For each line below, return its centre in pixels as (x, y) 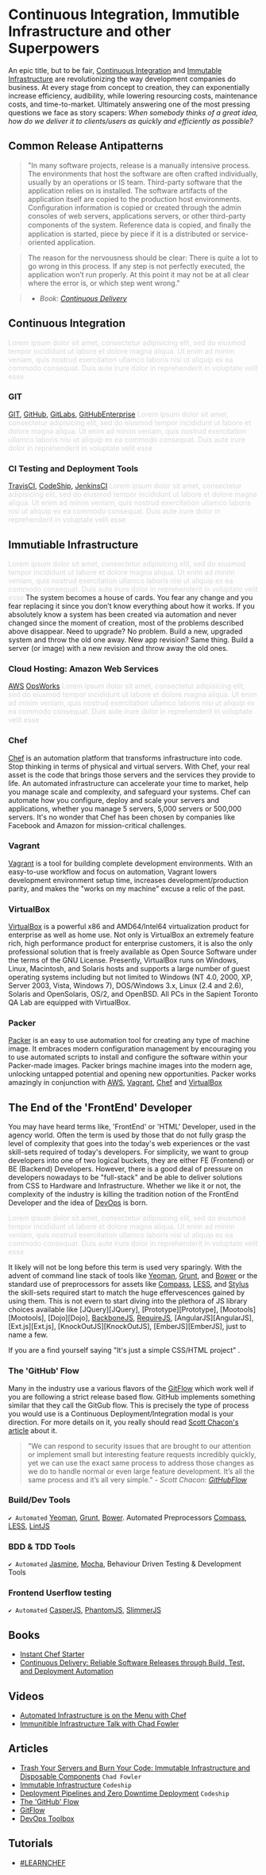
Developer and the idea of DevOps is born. (78, 1203)
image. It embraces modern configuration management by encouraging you (132, 1049)
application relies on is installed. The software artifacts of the (127, 190)
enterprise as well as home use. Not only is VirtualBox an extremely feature (131, 935)
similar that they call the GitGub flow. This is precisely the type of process (129, 1405)
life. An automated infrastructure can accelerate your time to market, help (128, 783)
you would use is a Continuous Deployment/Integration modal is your (121, 1413)
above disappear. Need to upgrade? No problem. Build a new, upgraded (125, 631)
